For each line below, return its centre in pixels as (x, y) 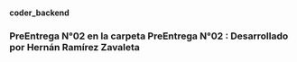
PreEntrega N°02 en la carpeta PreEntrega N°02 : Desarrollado (149, 36)
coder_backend (39, 13)
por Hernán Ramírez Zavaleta (74, 47)
